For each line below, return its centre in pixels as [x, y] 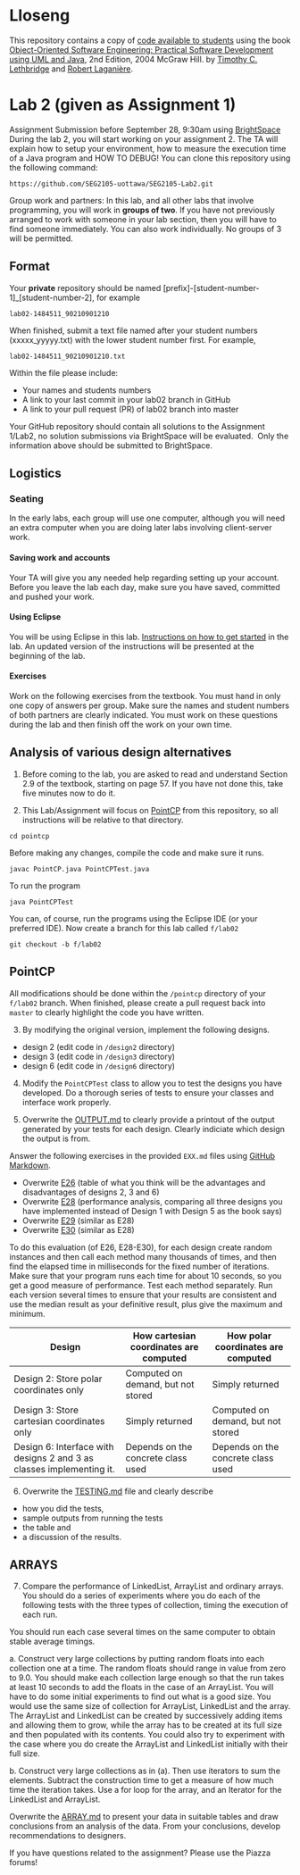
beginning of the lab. [47, 655]
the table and [46, 1527]
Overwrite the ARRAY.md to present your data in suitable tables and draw [144, 1817]
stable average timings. [52, 1642]
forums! [24, 1862]
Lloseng [40, 16]
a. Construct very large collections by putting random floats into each [137, 1659]
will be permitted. [41, 238]
